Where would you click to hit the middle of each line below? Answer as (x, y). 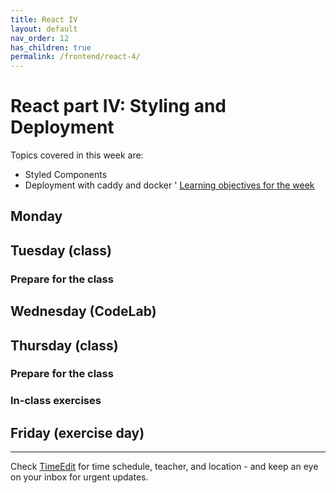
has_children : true (51, 47)
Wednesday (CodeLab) (83, 311)
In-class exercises (56, 401)
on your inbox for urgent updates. (79, 477)
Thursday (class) (64, 345)
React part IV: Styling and (118, 106)
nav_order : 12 (40, 38)
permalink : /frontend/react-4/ (75, 57)
